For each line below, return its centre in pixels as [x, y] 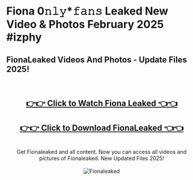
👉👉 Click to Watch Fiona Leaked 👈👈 [102, 103]
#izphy [24, 37]
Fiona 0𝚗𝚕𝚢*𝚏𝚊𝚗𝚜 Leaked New [87, 11]
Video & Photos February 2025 [85, 25]
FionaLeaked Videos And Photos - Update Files [97, 60]
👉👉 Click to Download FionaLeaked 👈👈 [102, 128]
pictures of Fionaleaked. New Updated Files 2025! [102, 158]
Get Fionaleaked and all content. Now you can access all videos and [102, 152]
